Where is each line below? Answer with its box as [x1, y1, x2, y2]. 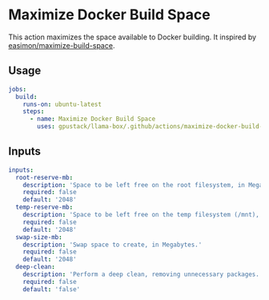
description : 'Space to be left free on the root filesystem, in [22, 180, 246, 189]
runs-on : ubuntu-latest [22, 100, 102, 108]
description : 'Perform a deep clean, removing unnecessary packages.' [22, 270, 263, 278]
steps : [22, 107, 45, 116]
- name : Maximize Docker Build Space [29, 115, 156, 124]
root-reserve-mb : [15, 173, 74, 181]
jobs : [8, 85, 26, 93]
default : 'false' [22, 285, 81, 294]
